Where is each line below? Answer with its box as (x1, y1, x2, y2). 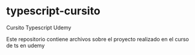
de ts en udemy (6, 42, 45, 49)
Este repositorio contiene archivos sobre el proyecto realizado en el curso (6, 35, 190, 42)
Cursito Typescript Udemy (6, 24, 72, 31)
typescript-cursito (6, 4, 101, 18)
